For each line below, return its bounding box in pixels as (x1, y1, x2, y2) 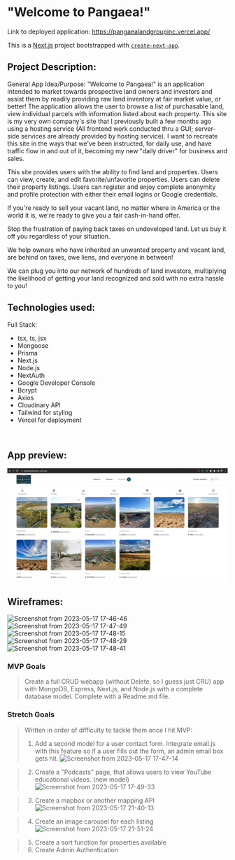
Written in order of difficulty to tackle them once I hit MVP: (24, 726, 193, 734)
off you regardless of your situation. (7, 232, 111, 240)
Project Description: (7, 61, 97, 73)
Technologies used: (7, 302, 96, 313)
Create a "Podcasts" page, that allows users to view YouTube (34, 768, 212, 776)
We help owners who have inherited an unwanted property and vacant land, (7, 246, 226, 254)
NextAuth (17, 371, 45, 379)
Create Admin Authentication (34, 845, 119, 854)
